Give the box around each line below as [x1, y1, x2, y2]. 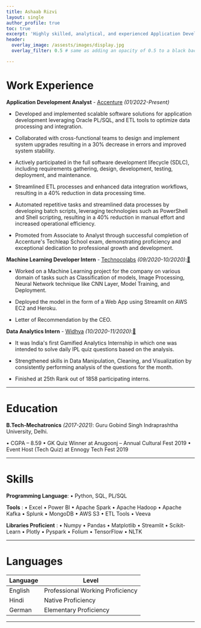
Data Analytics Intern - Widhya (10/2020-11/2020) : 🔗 [6, 327, 136, 335]
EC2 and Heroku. [14, 304, 57, 312]
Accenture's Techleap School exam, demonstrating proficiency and [14, 237, 181, 245]
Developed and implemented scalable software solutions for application [14, 110, 192, 117]
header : [6, 36, 26, 42]
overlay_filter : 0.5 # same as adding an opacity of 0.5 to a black [11, 48, 186, 54]
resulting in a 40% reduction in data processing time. [14, 189, 146, 196]
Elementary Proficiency [44, 605, 109, 614]
